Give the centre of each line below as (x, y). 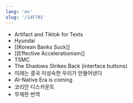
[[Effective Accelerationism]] (50, 53)
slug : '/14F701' (26, 17)
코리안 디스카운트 (34, 86)
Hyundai (24, 40)
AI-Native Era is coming (43, 79)
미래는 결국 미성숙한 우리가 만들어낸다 (58, 73)
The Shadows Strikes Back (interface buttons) (71, 65)
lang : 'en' (19, 12)
